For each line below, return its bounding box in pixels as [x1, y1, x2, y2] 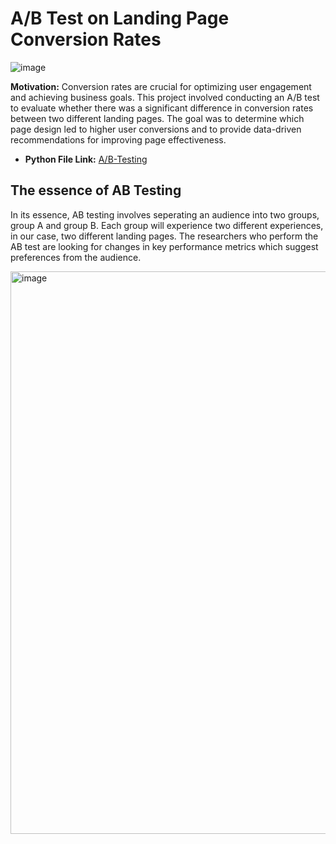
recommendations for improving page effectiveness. [10, 133, 227, 146]
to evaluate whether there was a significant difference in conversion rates [10, 102, 314, 114]
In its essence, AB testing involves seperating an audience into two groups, [10, 208, 320, 221]
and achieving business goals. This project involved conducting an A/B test [10, 91, 320, 103]
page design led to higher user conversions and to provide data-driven [10, 123, 302, 135]
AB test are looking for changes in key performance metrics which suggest [10, 240, 319, 252]
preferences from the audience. [10, 251, 142, 263]
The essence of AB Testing [10, 182, 182, 199]
